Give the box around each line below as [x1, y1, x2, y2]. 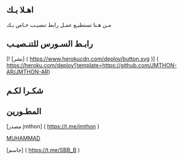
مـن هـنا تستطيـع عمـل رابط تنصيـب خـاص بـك [6, 21, 112, 28]
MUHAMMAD [6, 134, 41, 142]
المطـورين [6, 106, 42, 117]
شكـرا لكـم [6, 85, 44, 96]
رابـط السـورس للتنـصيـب [6, 39, 93, 49]
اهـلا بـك [6, 5, 34, 15]
